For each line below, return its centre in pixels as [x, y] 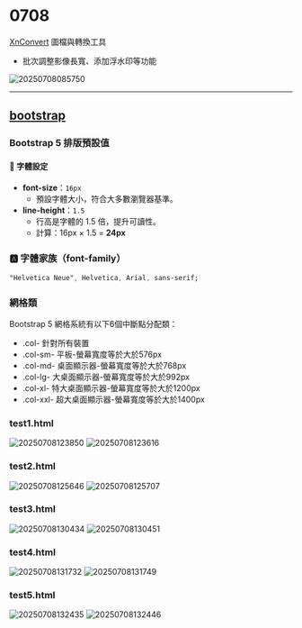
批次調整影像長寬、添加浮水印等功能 [89, 60]
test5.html [32, 596]
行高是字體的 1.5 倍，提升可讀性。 [98, 222]
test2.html [33, 467]
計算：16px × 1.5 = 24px [80, 233]
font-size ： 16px [52, 188]
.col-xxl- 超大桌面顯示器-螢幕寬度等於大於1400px [113, 399]
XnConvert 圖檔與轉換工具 [58, 41]
